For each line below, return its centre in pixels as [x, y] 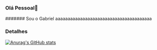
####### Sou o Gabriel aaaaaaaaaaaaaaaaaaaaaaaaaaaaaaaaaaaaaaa [78, 19]
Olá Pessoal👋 [22, 8]
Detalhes [16, 32]
